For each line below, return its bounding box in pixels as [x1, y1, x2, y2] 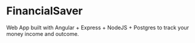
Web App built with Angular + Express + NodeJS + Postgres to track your [6, 24, 190, 31]
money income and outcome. [6, 30, 79, 37]
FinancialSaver [6, 4, 83, 18]
